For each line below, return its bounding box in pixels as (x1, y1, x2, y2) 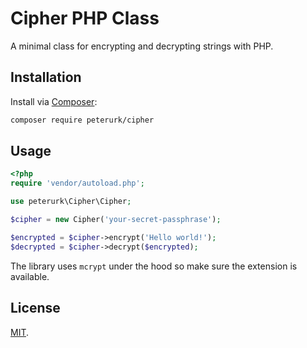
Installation (10, 69, 82, 86)
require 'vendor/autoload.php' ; (10, 178, 145, 189)
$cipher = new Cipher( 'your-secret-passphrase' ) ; (10, 215, 222, 225)
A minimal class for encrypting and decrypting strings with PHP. (10, 40, 274, 52)
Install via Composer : (10, 95, 98, 107)
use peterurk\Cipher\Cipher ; (10, 197, 132, 207)
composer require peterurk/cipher (10, 115, 155, 125)
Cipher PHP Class (10, 7, 160, 30)
